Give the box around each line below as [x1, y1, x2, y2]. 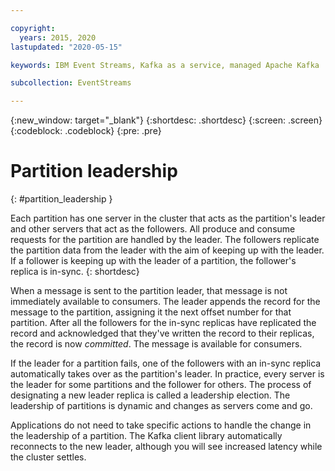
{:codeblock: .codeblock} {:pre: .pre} [10, 125, 162, 137]
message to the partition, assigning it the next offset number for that [10, 306, 292, 318]
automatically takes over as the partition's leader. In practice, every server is [10, 368, 325, 380]
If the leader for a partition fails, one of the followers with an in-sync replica [10, 357, 322, 370]
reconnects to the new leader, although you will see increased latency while [10, 441, 323, 453]
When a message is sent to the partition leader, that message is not [10, 285, 288, 297]
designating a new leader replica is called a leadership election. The [10, 389, 291, 401]
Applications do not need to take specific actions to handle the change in [10, 419, 312, 431]
